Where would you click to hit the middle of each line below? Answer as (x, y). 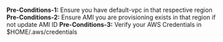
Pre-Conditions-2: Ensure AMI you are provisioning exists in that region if (111, 17)
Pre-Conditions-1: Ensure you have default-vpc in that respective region (109, 10)
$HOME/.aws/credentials (42, 32)
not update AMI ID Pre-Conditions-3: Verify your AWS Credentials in (104, 24)
